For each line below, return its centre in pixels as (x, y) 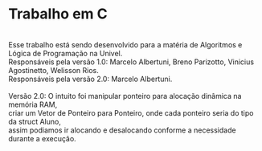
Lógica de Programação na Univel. (65, 53)
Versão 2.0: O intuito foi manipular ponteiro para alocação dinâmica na (125, 96)
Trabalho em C (58, 14)
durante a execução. (42, 138)
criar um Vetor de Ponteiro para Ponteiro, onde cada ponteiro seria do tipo (131, 112)
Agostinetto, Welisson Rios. (53, 70)
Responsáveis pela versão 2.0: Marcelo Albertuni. (90, 79)
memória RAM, (33, 104)
